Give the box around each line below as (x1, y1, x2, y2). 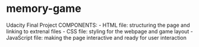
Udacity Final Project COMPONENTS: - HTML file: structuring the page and (6, 21, 190, 29)
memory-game (6, 2, 81, 15)
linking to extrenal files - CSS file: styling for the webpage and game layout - (6, 27, 193, 35)
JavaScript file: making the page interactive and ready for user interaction (6, 34, 187, 41)
